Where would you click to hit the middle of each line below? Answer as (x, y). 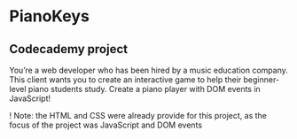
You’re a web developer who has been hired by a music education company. (148, 70)
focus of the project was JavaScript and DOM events (106, 125)
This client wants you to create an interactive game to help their (125, 80)
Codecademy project (69, 49)
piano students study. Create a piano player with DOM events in (145, 89)
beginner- (262, 80)
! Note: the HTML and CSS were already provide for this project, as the (138, 116)
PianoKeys (50, 16)
